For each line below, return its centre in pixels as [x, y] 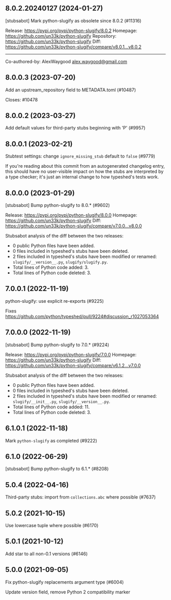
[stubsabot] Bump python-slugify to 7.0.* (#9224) [57, 345]
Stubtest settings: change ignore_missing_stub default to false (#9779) [80, 156]
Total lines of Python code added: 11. [51, 407]
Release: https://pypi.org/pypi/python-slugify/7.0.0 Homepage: [71, 354]
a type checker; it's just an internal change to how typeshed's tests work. [82, 177]
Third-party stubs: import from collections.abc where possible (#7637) [81, 497]
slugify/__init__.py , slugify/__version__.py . [61, 401]
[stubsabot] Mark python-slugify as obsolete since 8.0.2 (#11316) [73, 20]
